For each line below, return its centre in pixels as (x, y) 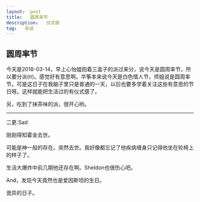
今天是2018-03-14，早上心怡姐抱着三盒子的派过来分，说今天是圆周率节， (96, 70)
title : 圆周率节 (27, 17)
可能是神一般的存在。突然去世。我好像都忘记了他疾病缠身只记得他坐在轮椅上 (100, 148)
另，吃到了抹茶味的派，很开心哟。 (48, 104)
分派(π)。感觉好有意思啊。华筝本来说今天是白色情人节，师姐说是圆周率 (103, 77)
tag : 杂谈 (20, 28)
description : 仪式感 (33, 23)
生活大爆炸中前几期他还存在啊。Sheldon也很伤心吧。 (71, 168)
